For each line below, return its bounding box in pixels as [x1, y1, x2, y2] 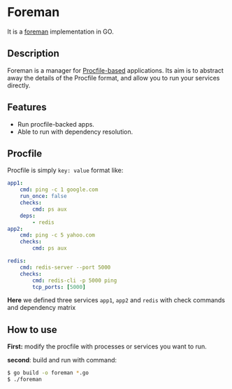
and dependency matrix [7, 304, 76, 312]
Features [7, 101, 47, 113]
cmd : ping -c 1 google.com [20, 186, 99, 193]
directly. [7, 81, 31, 90]
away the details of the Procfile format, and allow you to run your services [7, 73, 220, 82]
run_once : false [20, 193, 68, 200]
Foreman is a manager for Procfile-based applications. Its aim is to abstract [7, 66, 224, 74]
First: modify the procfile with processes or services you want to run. [7, 342, 208, 351]
